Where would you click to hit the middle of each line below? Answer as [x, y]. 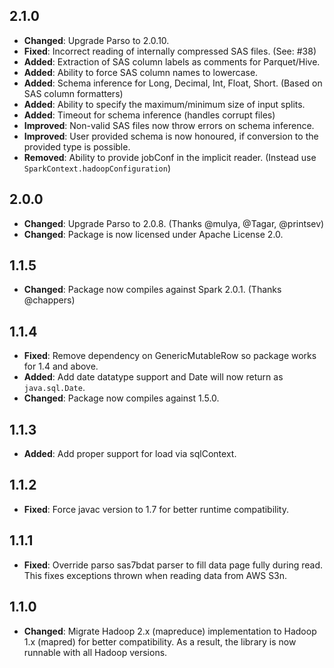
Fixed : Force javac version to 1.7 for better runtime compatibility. [156, 509]
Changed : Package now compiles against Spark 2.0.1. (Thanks [152, 290]
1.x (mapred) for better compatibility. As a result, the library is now [160, 641]
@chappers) [49, 300]
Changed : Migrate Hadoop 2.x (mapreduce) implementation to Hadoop [170, 631]
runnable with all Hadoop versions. [95, 652]
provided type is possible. [77, 146]
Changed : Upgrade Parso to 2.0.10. [96, 40]
